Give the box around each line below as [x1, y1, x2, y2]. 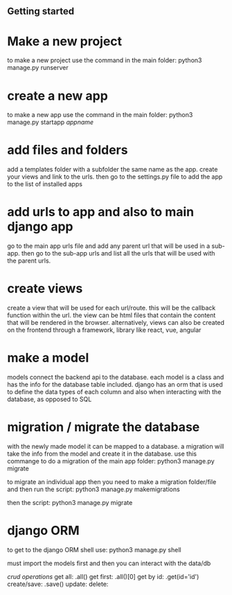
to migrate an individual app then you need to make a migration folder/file [7, 477, 217, 486]
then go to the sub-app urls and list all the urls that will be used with [21, 249, 215, 258]
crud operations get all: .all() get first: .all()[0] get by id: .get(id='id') [7, 572, 199, 580]
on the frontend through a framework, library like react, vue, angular [7, 326, 202, 335]
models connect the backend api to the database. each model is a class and [7, 373, 224, 382]
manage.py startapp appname [7, 118, 94, 127]
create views [7, 281, 83, 296]
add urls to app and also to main [7, 204, 195, 220]
